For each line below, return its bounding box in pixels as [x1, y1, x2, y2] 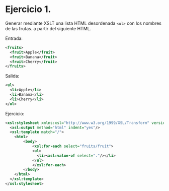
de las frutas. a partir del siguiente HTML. [5, 25, 92, 31]
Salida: [5, 73, 20, 79]
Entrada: [5, 35, 23, 41]
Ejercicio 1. [5, 4, 51, 15]
